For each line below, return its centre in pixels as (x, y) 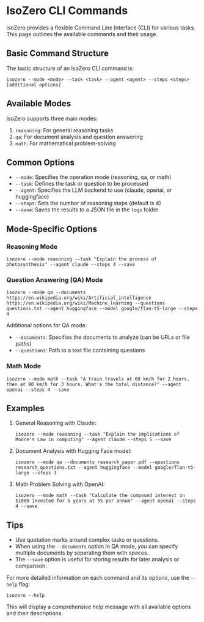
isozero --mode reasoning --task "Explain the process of (82, 259)
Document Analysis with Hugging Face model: (73, 451)
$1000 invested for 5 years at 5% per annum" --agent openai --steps (106, 501)
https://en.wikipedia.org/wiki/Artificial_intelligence (79, 298)
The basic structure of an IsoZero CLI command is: (70, 68)
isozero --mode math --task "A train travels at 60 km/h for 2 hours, (98, 379)
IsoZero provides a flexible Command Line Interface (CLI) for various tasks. (101, 28)
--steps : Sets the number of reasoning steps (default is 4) (88, 203)
